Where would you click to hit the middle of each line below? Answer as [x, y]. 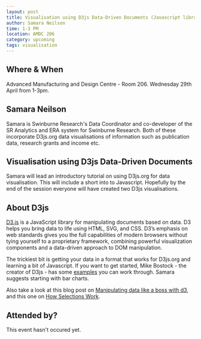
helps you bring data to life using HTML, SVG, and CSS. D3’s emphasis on [97, 229]
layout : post [22, 12]
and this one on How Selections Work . [53, 296]
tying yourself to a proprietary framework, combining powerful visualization [99, 241]
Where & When [35, 70]
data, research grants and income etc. [53, 143]
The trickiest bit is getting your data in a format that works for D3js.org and [98, 259]
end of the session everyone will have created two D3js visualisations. [93, 189]
